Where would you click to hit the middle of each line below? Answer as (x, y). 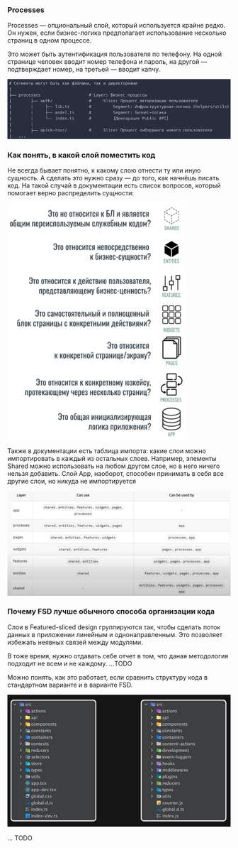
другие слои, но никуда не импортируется (72, 482)
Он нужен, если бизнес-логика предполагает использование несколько (117, 33)
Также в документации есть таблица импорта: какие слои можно (107, 451)
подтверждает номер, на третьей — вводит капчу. (84, 70)
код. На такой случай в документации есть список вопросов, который (114, 185)
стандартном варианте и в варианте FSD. (70, 685)
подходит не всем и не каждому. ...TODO (70, 663)
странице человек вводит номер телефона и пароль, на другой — (107, 62)
